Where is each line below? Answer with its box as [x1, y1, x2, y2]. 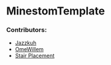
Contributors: [6, 26, 47, 34]
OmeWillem [14, 46, 44, 53]
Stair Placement [14, 52, 55, 60]
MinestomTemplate [6, 4, 106, 18]
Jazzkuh [14, 39, 37, 46]
